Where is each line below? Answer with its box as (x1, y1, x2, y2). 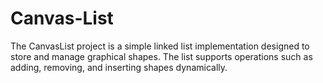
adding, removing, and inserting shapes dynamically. (10, 61, 228, 73)
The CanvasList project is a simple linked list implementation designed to (10, 40, 310, 52)
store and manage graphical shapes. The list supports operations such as (10, 50, 313, 62)
